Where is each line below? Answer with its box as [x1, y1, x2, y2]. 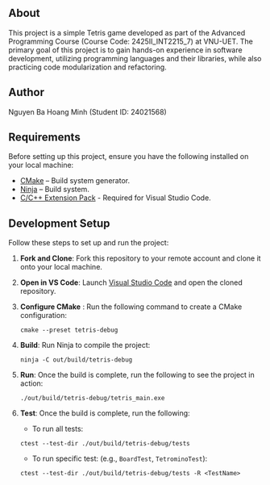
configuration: [19, 311, 67, 320]
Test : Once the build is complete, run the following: [19, 408, 191, 418]
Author [8, 86, 44, 99]
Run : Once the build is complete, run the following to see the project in [19, 370, 255, 380]
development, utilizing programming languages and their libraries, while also [8, 53, 262, 63]
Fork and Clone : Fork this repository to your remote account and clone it [19, 253, 261, 263]
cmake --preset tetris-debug [19, 326, 118, 334]
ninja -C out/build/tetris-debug [19, 356, 133, 364]
